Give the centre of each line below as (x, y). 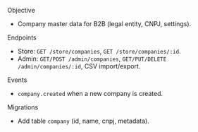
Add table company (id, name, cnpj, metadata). (83, 121)
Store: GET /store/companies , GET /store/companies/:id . (99, 51)
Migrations (23, 107)
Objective (21, 10)
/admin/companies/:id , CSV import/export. (79, 66)
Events (17, 80)
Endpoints (22, 37)
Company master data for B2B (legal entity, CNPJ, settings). (104, 24)
